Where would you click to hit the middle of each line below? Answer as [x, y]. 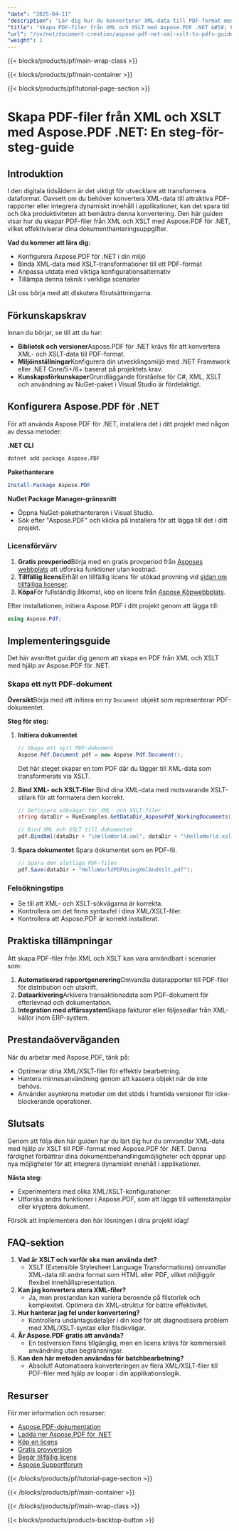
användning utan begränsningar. [76, 1351]
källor [26, 1018]
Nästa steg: [25, 1177]
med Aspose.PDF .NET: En [87, 132]
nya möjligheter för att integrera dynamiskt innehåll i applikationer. [104, 1164]
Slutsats [26, 1124]
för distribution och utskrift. [58, 987]
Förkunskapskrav [47, 316]
